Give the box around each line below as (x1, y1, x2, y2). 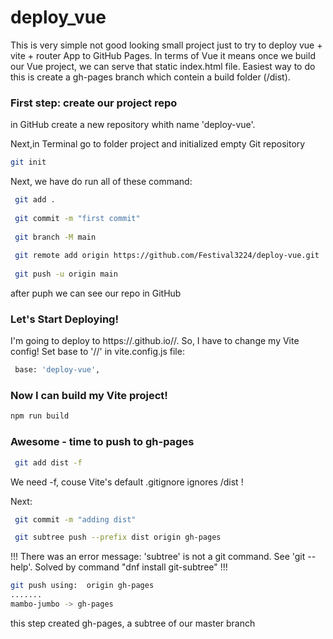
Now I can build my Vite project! (10, 389, 168, 403)
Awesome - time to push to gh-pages (10, 435, 195, 449)
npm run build (10, 411, 70, 421)
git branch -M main (14, 232, 97, 242)
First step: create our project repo (10, 96, 178, 110)
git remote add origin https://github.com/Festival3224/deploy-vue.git (14, 251, 320, 261)
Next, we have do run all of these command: (10, 176, 193, 188)
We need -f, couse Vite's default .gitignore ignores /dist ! (10, 476, 244, 488)
